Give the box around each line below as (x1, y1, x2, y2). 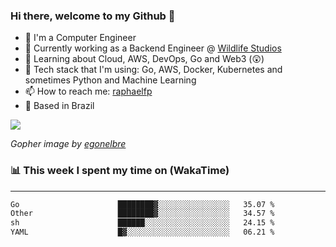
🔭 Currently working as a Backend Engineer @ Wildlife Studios (24, 42, 282, 54)
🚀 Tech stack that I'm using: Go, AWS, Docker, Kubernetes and (24, 64, 283, 76)
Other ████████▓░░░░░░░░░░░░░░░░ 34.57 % (10, 209, 275, 219)
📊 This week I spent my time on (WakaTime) (10, 164, 230, 178)
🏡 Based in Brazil (24, 100, 95, 112)
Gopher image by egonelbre (10, 138, 127, 150)
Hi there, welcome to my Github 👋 (10, 9, 176, 23)
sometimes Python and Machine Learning (24, 74, 197, 86)
